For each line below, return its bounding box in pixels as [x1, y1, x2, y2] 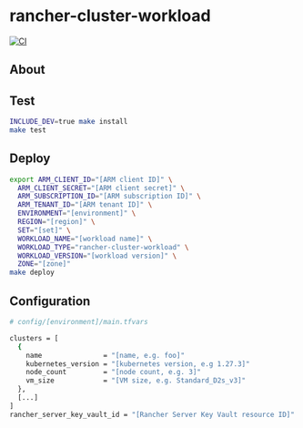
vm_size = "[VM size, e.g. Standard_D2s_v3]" [25, 376, 247, 385]
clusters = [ [9, 333, 59, 342]
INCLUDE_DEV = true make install [9, 117, 128, 127]
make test [9, 126, 47, 135]
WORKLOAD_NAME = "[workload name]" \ [17, 234, 153, 243]
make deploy [9, 268, 55, 278]
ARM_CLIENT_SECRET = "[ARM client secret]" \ [17, 183, 185, 192]
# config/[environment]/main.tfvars [9, 318, 148, 327]
